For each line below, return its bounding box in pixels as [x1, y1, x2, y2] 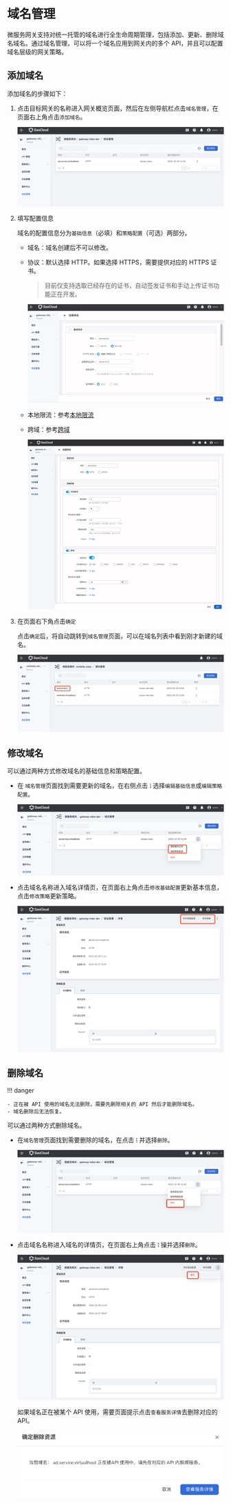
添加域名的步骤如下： [7, 89, 67, 97]
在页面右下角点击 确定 [16, 617, 76, 626]
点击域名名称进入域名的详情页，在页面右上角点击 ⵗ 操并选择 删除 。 [16, 1240, 201, 1248]
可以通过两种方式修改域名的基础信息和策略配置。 [7, 767, 146, 775]
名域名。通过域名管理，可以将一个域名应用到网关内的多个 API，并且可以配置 [7, 39, 223, 47]
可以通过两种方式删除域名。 [7, 1121, 86, 1129]
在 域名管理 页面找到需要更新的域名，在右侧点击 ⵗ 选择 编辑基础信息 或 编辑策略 [16, 782, 222, 790]
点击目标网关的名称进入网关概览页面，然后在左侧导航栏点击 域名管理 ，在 [16, 104, 219, 112]
